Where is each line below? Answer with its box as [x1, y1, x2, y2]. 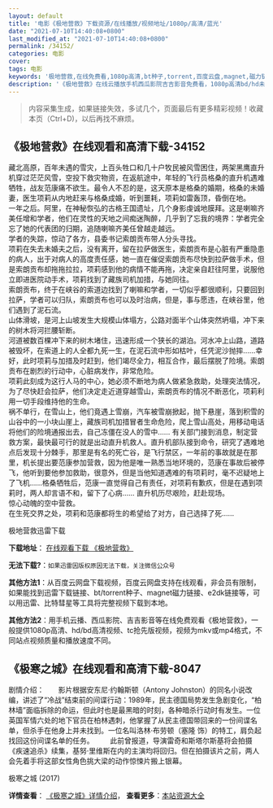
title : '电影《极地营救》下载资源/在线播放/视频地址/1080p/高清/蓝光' [8, 20, 223, 28]
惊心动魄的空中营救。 [8, 498, 80, 509]
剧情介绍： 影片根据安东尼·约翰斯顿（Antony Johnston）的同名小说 [8, 685, 246, 695]
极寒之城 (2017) [8, 774, 61, 784]
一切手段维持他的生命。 [15, 396, 94, 407]
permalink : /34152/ [8, 42, 75, 50]
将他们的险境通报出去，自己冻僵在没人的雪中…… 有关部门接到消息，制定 [8, 427, 251, 437]
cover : [8, 58, 31, 66]
